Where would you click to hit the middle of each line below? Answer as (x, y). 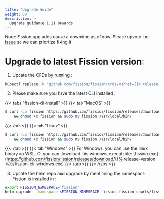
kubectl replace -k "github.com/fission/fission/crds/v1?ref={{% (73, 84)
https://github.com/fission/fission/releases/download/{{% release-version (81, 159)
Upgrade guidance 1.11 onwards (41, 23)
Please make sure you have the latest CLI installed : (64, 93)
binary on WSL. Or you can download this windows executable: (69, 153)
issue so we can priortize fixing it (38, 42)
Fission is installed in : (34, 179)
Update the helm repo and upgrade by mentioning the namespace (79, 173)
